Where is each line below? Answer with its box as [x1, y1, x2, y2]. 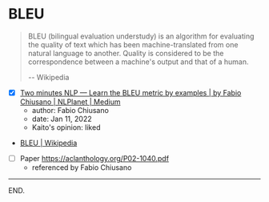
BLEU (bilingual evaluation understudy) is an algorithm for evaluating [27, 31, 255, 41]
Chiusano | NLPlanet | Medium [19, 97, 121, 107]
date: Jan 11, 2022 [31, 114, 92, 123]
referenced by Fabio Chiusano [31, 163, 132, 172]
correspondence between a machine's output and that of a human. [27, 57, 250, 67]
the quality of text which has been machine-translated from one [27, 39, 239, 49]
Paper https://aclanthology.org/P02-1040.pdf [19, 154, 170, 163]
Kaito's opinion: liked [31, 123, 101, 132]
